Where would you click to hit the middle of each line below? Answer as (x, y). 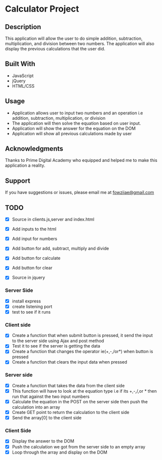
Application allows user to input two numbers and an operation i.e (77, 113)
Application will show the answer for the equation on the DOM (74, 128)
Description (23, 27)
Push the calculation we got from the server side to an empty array (79, 446)
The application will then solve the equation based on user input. (76, 123)
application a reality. (25, 165)
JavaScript (23, 76)
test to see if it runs (31, 312)
